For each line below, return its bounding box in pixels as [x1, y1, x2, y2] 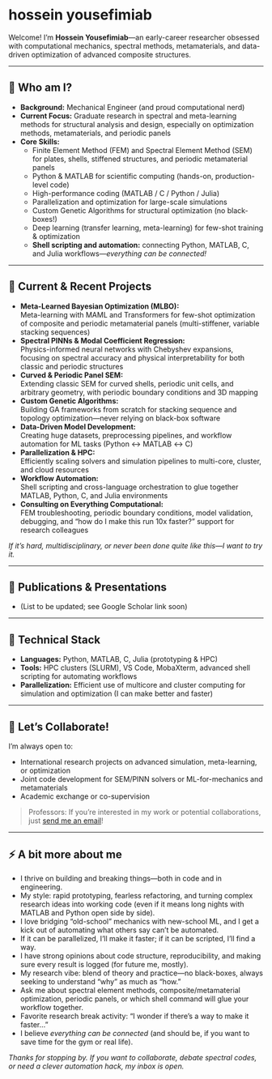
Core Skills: [19, 136, 60, 147]
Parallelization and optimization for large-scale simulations [32, 197, 228, 207]
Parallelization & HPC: [19, 447, 96, 457]
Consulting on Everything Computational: [19, 499, 164, 509]
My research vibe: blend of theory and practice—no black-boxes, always [19, 968, 263, 978]
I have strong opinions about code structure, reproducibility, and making [19, 950, 261, 961]
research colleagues [19, 525, 89, 535]
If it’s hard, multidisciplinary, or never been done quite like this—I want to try [8, 540, 263, 550]
